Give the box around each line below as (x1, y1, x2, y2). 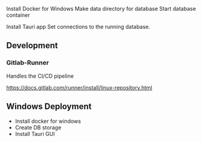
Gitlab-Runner (6, 58, 50, 67)
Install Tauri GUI (15, 130, 55, 137)
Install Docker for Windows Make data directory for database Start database (6, 5, 197, 12)
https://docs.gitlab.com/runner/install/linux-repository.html (6, 84, 152, 91)
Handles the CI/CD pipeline (6, 72, 74, 79)
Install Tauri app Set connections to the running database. (6, 23, 151, 30)
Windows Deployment (6, 102, 92, 112)
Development (6, 40, 59, 51)
